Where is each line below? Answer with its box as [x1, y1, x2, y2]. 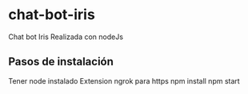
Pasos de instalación [8, 55, 114, 69]
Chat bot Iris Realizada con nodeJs [8, 32, 124, 41]
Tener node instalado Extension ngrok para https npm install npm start [8, 76, 240, 85]
